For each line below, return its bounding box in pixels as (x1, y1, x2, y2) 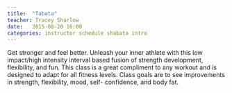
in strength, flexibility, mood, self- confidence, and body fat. (7, 78, 179, 87)
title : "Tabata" (7, 10, 58, 17)
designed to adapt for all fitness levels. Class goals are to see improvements (7, 71, 226, 79)
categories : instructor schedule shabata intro (7, 29, 148, 37)
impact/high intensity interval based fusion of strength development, (7, 56, 204, 65)
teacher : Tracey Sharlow (7, 17, 79, 24)
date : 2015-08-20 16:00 (7, 23, 82, 30)
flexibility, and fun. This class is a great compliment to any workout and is (7, 63, 217, 71)
